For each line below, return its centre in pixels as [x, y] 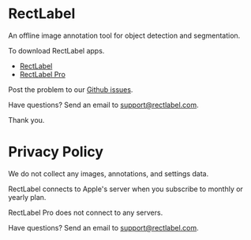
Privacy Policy [56, 152]
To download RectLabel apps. [56, 50]
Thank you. [26, 120]
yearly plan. [27, 197]
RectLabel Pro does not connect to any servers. [86, 212]
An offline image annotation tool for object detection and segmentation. [124, 35]
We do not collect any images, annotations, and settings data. [109, 173]
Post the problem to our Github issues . [71, 89]
